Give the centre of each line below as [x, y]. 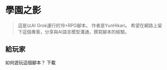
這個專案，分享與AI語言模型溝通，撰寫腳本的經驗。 [76, 31]
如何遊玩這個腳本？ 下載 [31, 62]
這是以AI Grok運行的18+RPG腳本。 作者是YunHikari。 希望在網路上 [88, 25]
